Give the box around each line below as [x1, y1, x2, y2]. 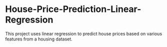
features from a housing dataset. [5, 36, 72, 42]
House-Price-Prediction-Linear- [5, 3, 141, 15]
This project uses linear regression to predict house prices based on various [5, 30, 162, 36]
